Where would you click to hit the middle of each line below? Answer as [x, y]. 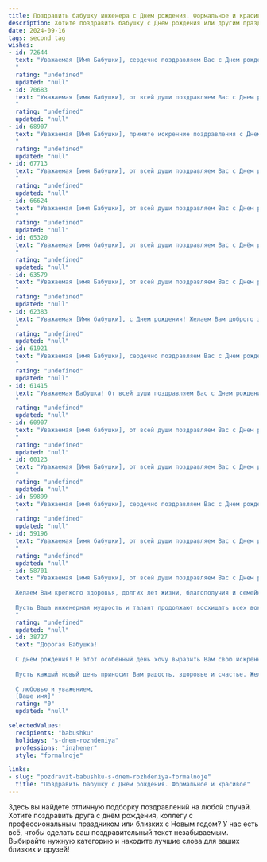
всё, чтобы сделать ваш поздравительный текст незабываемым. [118, 832]
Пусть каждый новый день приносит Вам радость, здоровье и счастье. [131, 674]
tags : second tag [37, 38]
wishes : [21, 45]
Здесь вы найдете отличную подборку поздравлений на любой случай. [130, 807]
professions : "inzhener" [56, 748]
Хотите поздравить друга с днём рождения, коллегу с [101, 815]
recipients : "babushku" [54, 733]
